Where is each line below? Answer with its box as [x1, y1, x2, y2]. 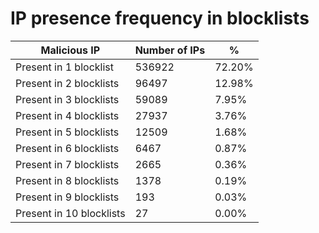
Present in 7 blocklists [15, 157, 120, 171]
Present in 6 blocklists [15, 141, 120, 155]
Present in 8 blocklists [15, 173, 120, 187]
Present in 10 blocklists [15, 206, 126, 220]
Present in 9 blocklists [15, 190, 120, 204]
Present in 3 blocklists [15, 92, 120, 106]
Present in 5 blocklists [15, 125, 120, 139]
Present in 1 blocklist [15, 60, 114, 74]
